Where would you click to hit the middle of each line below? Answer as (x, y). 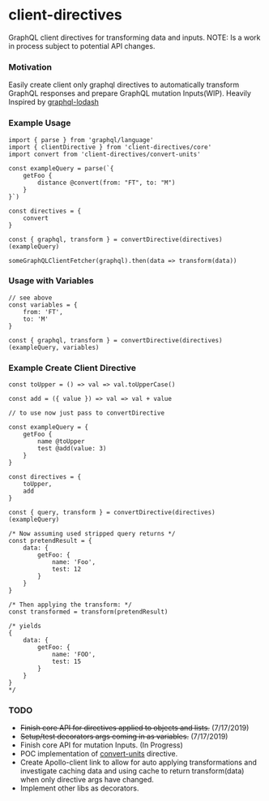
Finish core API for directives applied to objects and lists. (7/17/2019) (134, 728)
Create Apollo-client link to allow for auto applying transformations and (138, 762)
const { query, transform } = (60, 513)
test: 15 (66, 662)
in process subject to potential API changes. (82, 45)
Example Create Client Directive (72, 368)
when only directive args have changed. (87, 780)
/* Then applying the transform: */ (70, 605)
